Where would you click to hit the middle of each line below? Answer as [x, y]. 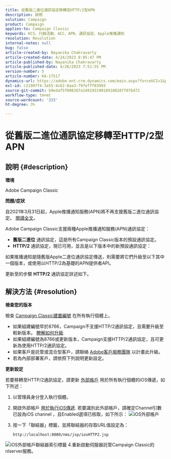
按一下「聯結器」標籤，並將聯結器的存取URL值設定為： [70, 425]
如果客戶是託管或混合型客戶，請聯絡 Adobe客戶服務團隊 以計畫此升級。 [88, 352]
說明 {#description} [37, 167]
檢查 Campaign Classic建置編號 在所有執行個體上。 [59, 315]
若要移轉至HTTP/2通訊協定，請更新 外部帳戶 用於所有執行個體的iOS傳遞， [83, 380]
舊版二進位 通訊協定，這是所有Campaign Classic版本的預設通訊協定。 [86, 240]
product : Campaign [25, 24]
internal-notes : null [28, 43]
